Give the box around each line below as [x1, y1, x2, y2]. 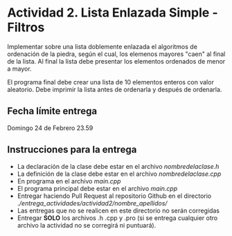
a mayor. [7, 64, 33, 73]
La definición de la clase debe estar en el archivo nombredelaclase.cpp [17, 170, 222, 178]
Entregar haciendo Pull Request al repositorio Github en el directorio [17, 192, 212, 200]
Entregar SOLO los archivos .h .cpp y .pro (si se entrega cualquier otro [17, 213, 218, 222]
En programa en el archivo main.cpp [17, 176, 121, 185]
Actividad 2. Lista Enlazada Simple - [7, 5, 218, 21]
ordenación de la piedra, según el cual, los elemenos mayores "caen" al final [7, 50, 226, 58]
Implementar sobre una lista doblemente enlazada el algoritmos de [7, 42, 197, 51]
